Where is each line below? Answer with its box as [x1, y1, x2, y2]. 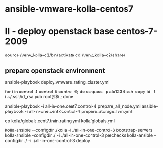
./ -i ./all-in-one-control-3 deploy [24, 137, 90, 143]
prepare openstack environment [5, 66, 105, 74]
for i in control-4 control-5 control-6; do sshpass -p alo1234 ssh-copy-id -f [5, 89, 156, 94]
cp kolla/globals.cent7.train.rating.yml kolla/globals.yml [5, 118, 115, 124]
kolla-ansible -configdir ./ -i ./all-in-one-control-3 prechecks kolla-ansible [5, 132, 153, 138]
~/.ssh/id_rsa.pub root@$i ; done [7, 93, 73, 99]
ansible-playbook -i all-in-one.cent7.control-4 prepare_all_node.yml [5, 103, 141, 109]
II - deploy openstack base [5, 26, 114, 37]
